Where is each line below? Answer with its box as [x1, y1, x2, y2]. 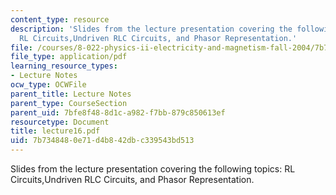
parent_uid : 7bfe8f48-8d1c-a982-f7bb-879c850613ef [10, 107, 226, 118]
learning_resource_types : [10, 61, 118, 71]
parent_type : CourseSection [10, 98, 128, 108]
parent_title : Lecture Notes [10, 89, 132, 99]
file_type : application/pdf [10, 52, 128, 62]
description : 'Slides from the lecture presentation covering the [10, 24, 293, 34]
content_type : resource [10, 14, 110, 25]
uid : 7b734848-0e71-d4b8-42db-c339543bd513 [10, 136, 195, 146]
